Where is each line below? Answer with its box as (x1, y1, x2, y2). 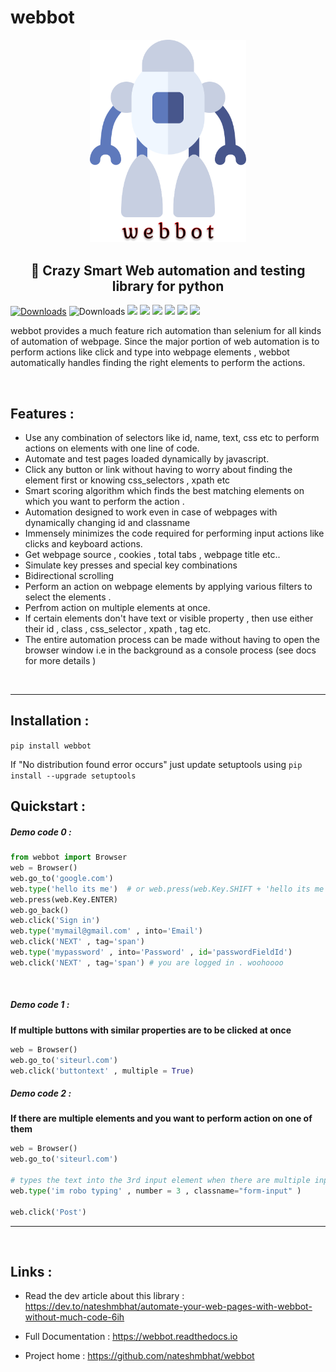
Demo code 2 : (10, 1087, 72, 1099)
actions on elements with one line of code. (24, 442, 200, 455)
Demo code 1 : (10, 999, 70, 1011)
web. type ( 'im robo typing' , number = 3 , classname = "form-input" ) (10, 1186, 302, 1196)
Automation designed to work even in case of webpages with (24, 506, 278, 518)
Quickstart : (10, 798, 87, 815)
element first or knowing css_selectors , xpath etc (24, 474, 231, 486)
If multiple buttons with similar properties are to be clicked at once (10, 1024, 292, 1036)
